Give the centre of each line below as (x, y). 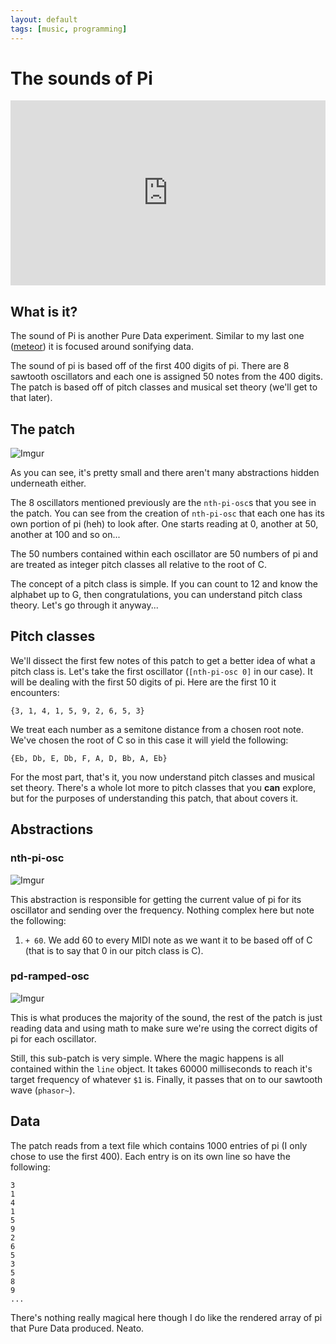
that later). (31, 398)
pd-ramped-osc (50, 976)
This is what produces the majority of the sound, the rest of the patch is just (166, 1017)
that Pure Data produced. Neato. (77, 1328)
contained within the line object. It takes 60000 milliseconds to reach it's (161, 1068)
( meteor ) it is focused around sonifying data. (102, 347)
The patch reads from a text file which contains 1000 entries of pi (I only (159, 1145)
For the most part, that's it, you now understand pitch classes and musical (162, 777)
